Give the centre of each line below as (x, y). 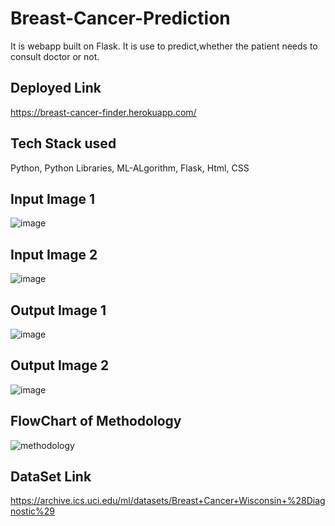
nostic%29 (32, 511)
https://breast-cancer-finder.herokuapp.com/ (103, 112)
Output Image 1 (58, 310)
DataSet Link (51, 477)
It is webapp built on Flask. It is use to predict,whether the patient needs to (164, 46)
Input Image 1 (53, 198)
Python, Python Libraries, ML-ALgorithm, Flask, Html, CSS (130, 168)
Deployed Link (56, 88)
